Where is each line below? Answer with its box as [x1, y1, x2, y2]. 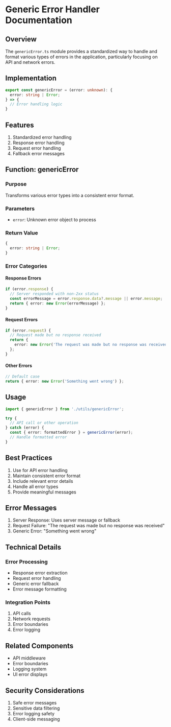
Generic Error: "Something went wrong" [12, 528, 97, 534]
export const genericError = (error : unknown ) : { [5, 87, 113, 92]
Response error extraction [12, 570, 68, 576]
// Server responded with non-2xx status [10, 291, 99, 296]
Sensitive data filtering [12, 705, 60, 711]
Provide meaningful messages [12, 489, 76, 495]
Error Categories [5, 262, 47, 269]
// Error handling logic [10, 102, 63, 107]
